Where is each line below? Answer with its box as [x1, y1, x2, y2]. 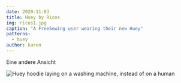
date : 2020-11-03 [6, 8, 50, 15]
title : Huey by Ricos [6, 14, 61, 20]
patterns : [6, 31, 31, 37]
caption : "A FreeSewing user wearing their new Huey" [6, 25, 144, 32]
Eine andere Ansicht [6, 58, 56, 66]
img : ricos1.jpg [6, 20, 47, 26]
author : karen [6, 42, 42, 48]
